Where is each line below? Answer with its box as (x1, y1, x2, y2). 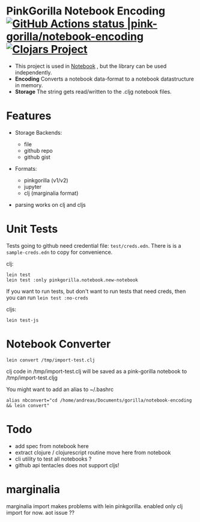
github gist (23, 153, 51, 161)
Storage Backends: (14, 129, 62, 136)
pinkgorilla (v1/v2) (23, 176, 68, 184)
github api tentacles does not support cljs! (14, 461, 120, 468)
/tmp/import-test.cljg (6, 374, 58, 381)
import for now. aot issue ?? (6, 509, 75, 516)
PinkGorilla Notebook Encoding (6, 4, 166, 18)
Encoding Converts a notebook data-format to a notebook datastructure (14, 75, 194, 82)
